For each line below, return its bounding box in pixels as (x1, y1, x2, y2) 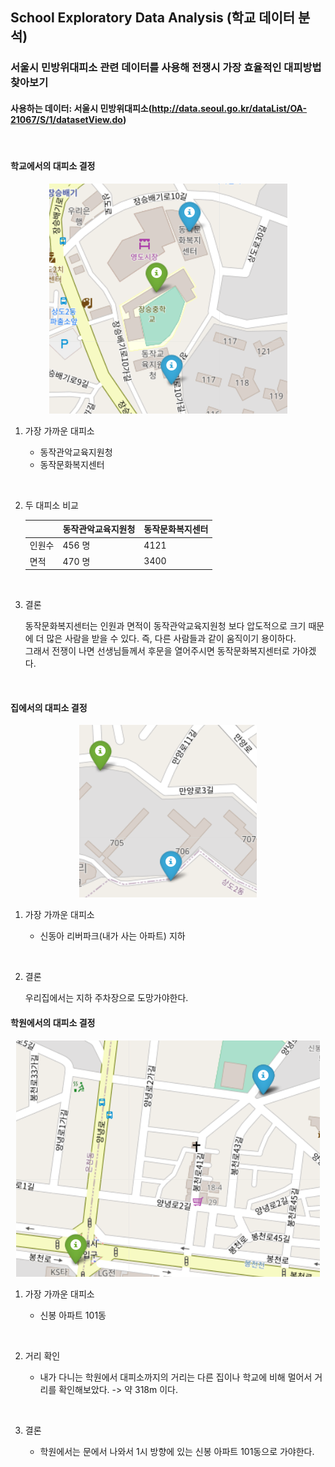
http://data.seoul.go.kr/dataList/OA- (151, 102, 308, 114)
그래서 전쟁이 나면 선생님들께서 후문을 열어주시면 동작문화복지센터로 (24, 645, 290, 657)
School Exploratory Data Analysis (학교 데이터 (10, 9, 296, 27)
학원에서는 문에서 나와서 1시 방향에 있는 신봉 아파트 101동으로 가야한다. (39, 1445, 315, 1457)
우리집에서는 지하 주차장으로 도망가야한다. (24, 992, 189, 1004)
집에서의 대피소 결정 (10, 701, 88, 713)
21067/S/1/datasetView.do (10, 113, 123, 125)
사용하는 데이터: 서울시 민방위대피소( (10, 102, 152, 114)
